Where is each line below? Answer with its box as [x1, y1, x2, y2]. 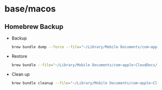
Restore [11, 53, 28, 59]
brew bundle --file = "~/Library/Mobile [11, 63, 90, 67]
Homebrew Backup [4, 23, 64, 31]
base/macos [4, 3, 56, 14]
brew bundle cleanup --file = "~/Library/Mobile [11, 80, 108, 85]
